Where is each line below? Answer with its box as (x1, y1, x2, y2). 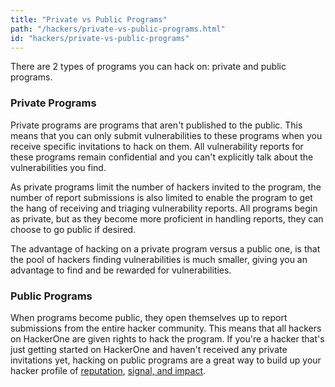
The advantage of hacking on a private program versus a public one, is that (10, 242, 321, 255)
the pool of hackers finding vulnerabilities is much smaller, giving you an (10, 253, 308, 265)
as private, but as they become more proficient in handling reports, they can (10, 212, 324, 225)
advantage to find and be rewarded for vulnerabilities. (10, 264, 232, 276)
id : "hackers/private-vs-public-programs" (10, 33, 190, 43)
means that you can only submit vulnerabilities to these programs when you (10, 129, 323, 141)
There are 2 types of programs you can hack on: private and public (10, 61, 287, 73)
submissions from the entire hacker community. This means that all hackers (10, 322, 322, 334)
